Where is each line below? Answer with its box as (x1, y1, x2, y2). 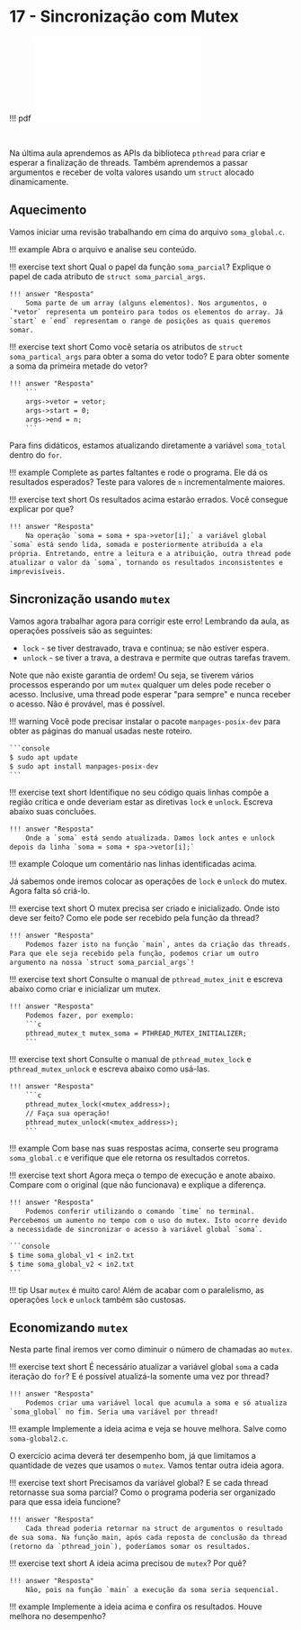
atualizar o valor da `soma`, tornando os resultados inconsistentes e (9, 558, 283, 567)
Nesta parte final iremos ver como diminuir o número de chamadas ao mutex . (9, 1344, 293, 1355)
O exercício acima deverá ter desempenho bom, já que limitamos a (9, 1451, 256, 1462)
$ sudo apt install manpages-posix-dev (9, 761, 159, 771)
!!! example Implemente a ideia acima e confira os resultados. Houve (9, 1601, 262, 1612)
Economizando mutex (9, 1320, 128, 1335)
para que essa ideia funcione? (9, 1497, 121, 1507)
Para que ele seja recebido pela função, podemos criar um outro (9, 949, 259, 958)
